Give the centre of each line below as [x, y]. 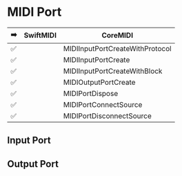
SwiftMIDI [40, 35]
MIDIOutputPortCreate [99, 82]
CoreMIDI [117, 35]
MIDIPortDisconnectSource [107, 116]
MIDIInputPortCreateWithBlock [113, 71]
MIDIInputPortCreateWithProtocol [117, 48]
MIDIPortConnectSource [103, 104]
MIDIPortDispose [91, 93]
